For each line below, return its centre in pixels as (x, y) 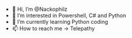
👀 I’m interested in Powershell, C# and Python (69, 15)
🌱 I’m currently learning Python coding (60, 22)
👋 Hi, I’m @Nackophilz (40, 9)
